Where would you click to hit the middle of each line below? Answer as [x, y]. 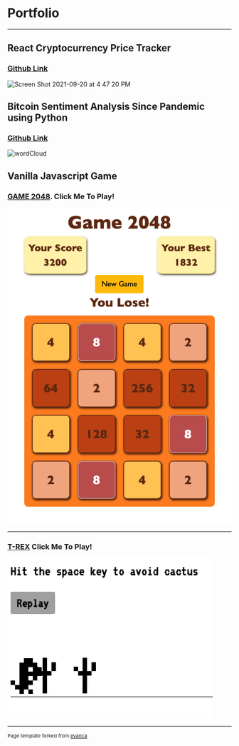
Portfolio [33, 13]
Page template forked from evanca [47, 736]
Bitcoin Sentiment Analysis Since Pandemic [106, 107]
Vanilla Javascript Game [62, 176]
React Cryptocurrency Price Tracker [89, 48]
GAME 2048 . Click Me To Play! [61, 196]
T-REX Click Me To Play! [50, 546]
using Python [38, 118]
